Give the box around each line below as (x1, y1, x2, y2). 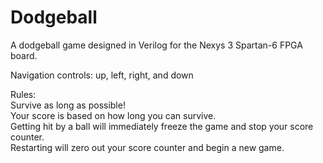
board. (10, 49, 38, 61)
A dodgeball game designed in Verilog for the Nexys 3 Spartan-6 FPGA (10, 39, 303, 51)
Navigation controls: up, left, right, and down (10, 69, 194, 81)
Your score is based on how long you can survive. (10, 109, 217, 121)
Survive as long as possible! (10, 99, 126, 111)
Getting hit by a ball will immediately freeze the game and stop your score (10, 120, 314, 132)
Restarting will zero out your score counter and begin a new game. (10, 141, 285, 153)
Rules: (10, 88, 37, 100)
